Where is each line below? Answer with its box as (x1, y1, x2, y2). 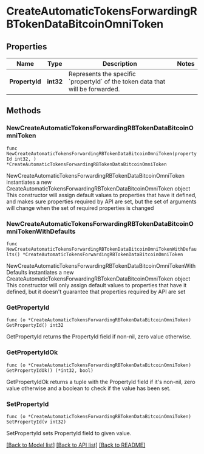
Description (102, 60, 138, 68)
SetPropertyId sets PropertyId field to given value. (6, 429, 132, 436)
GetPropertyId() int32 (6, 323, 64, 329)
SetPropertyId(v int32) (6, 419, 67, 425)
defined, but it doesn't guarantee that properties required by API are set (6, 288, 186, 295)
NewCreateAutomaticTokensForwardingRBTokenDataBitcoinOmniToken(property (6, 150, 197, 156)
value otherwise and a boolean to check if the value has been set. (6, 385, 171, 392)
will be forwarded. (69, 85, 120, 93)
